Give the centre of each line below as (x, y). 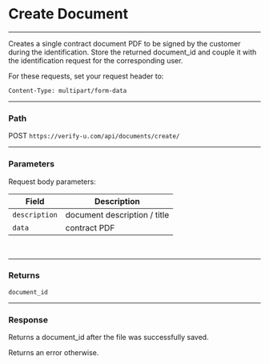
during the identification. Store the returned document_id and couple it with (132, 52)
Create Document (68, 14)
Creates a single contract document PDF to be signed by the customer (124, 43)
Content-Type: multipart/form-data (68, 90)
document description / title (117, 214)
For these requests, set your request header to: (86, 76)
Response (28, 319)
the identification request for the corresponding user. (96, 60)
